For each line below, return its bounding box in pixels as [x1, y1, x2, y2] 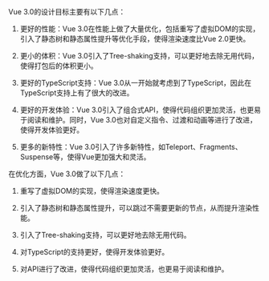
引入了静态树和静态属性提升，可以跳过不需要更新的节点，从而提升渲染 [19, 203, 253, 212]
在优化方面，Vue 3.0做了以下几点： [8, 169, 126, 179]
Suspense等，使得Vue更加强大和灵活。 [19, 152, 151, 162]
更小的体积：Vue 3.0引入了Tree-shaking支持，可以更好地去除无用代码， [19, 51, 259, 60]
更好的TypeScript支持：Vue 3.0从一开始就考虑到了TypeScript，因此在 [19, 78, 252, 87]
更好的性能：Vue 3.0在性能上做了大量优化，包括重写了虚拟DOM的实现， [19, 24, 260, 34]
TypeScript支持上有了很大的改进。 [19, 88, 134, 98]
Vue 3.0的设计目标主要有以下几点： [8, 7, 126, 16]
